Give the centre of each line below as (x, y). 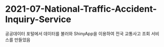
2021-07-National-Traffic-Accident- (81, 9)
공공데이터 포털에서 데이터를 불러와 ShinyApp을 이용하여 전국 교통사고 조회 (78, 33)
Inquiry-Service (38, 19)
